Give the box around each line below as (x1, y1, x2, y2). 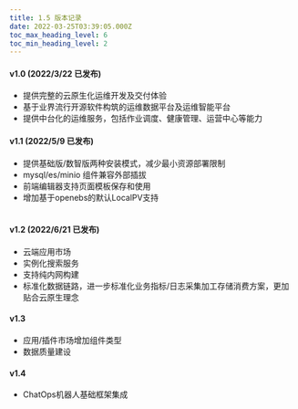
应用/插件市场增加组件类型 (22, 335, 122, 346)
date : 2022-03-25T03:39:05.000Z (9, 22, 132, 31)
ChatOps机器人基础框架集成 (22, 389, 128, 400)
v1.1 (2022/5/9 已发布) (9, 136, 94, 147)
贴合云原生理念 (22, 291, 79, 302)
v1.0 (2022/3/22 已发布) (9, 68, 102, 79)
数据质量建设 (22, 346, 71, 357)
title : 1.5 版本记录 (9, 13, 82, 23)
